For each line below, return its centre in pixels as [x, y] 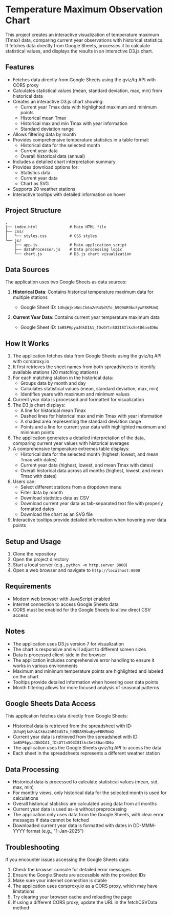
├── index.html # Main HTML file [56, 227]
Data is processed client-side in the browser [59, 655]
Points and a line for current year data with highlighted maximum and [93, 427]
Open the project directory [41, 559]
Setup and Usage [33, 541]
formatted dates [37, 509]
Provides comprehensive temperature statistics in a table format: [81, 139]
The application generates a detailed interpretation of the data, [79, 438]
